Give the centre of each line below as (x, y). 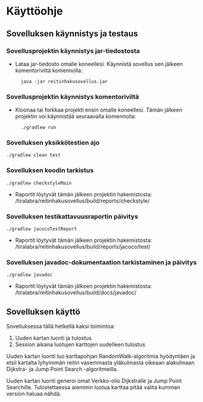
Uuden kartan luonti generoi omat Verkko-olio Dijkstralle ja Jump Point (94, 381)
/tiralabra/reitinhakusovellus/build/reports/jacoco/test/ (83, 247)
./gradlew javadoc (29, 275)
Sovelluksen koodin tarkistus (50, 170)
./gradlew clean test (34, 155)
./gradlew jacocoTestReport (42, 229)
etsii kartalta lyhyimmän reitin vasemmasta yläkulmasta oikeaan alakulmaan (101, 363)
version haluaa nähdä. (34, 394)
